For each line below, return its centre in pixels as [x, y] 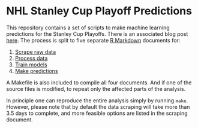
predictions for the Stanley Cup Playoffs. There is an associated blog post [97, 33]
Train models [31, 65]
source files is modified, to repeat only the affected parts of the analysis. [96, 89]
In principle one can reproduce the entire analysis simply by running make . [97, 100]
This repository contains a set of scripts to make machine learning [88, 28]
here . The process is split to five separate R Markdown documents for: [93, 40]
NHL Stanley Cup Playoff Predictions [99, 11]
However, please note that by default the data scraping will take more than [98, 106]
